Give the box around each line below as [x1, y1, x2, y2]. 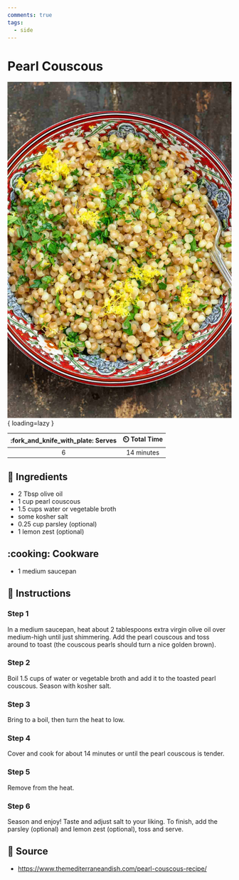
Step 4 [7, 733, 31, 743]
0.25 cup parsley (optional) [17, 520, 97, 528]
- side [14, 26, 33, 33]
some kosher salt [17, 512, 69, 521]
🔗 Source [7, 845, 48, 857]
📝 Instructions [7, 588, 71, 600]
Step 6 [7, 801, 31, 811]
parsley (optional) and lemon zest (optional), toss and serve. [7, 825, 184, 833]
